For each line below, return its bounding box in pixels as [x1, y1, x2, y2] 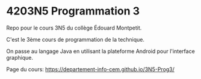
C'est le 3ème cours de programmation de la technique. [6, 36, 145, 43]
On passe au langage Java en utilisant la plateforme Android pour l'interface [6, 47, 196, 55]
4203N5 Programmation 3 [6, 4, 140, 18]
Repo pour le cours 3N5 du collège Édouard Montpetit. [6, 24, 142, 31]
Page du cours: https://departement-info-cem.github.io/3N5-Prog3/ [6, 65, 175, 73]
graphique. [6, 54, 34, 61]
